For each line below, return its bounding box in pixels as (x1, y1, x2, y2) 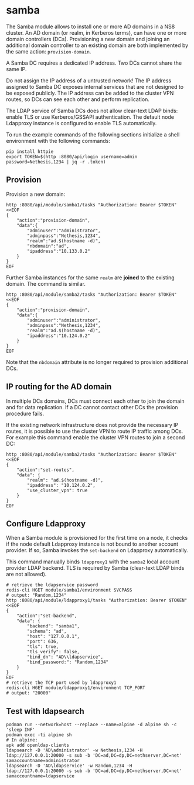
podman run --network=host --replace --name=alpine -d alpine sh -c (6, 721, 177, 728)
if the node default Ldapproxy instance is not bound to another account (6, 540, 179, 547)
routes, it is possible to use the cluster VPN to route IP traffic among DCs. (6, 427, 183, 435)
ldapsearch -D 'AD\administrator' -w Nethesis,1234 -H (6, 747, 143, 753)
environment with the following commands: (6, 137, 110, 144)
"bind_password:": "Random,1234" (27, 659, 109, 665)
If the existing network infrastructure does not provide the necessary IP (6, 421, 179, 428)
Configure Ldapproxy (6, 519, 86, 529)
